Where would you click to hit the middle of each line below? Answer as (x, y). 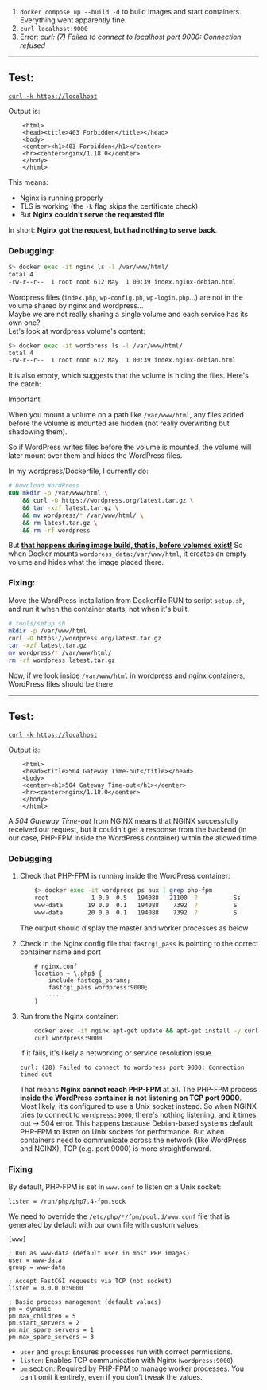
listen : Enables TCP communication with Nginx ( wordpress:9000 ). (128, 1360)
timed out (36, 1075)
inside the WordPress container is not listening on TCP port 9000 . (131, 1098)
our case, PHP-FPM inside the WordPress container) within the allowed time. (133, 838)
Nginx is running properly (61, 198)
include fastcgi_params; (90, 980)
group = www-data (37, 1267)
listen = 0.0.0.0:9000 (46, 1288)
